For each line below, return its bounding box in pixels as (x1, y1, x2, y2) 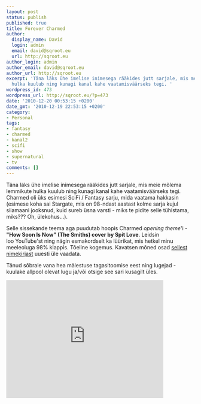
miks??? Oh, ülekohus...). (6, 213, 68, 221)
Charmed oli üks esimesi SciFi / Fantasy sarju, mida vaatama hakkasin (6, 194, 179, 201)
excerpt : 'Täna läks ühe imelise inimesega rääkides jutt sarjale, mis (6, 76, 188, 82)
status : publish (6, 14, 47, 20)
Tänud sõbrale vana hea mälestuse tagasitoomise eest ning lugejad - (6, 262, 176, 269)
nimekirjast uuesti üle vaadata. (6, 250, 82, 258)
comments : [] (6, 165, 39, 171)
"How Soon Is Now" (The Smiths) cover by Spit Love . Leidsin (6, 231, 160, 239)
